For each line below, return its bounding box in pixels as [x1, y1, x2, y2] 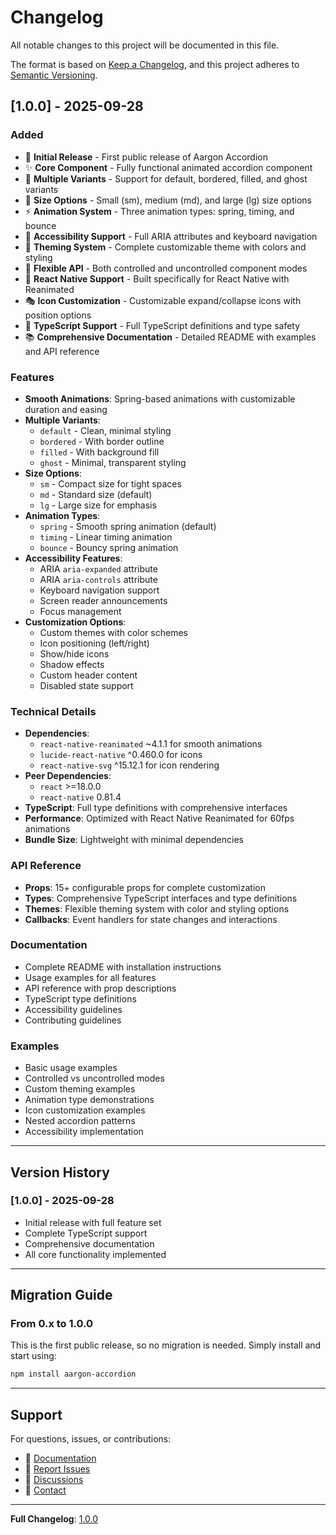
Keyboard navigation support [39, 584, 160, 596]
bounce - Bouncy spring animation [39, 541, 179, 553]
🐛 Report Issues [24, 1463, 91, 1475]
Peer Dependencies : [24, 770, 112, 782]
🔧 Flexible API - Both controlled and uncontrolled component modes [24, 262, 308, 274]
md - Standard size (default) [39, 488, 153, 500]
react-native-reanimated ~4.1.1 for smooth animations [39, 738, 263, 750]
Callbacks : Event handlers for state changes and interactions [24, 913, 278, 925]
